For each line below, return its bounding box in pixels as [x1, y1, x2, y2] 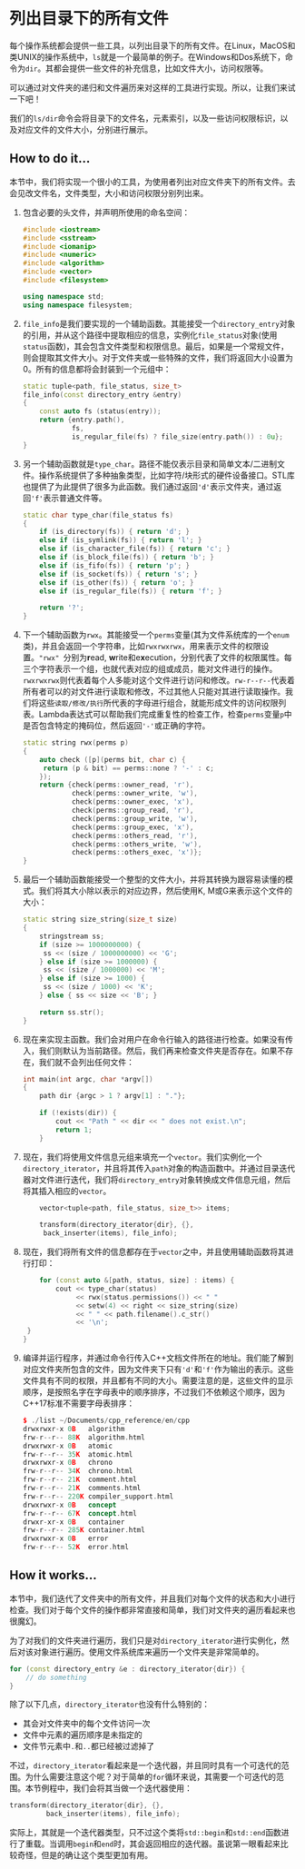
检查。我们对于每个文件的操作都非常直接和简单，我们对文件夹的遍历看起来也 [9, 1604, 296, 1615]
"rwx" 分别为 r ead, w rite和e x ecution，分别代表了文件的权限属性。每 [38, 652, 292, 663]
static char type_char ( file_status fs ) [22, 510, 174, 519]
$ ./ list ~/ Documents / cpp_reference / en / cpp [22, 1416, 191, 1425]
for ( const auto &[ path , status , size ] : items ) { [39, 1276, 235, 1285]
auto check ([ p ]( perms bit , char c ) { [39, 755, 186, 764]
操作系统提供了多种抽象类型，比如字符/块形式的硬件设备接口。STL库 [38, 470, 295, 480]
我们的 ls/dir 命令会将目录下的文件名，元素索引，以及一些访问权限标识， [9, 113, 280, 124]
